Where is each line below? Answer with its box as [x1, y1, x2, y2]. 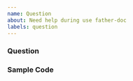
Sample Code [7, 65, 54, 75]
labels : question [7, 23, 58, 30]
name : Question [7, 10, 52, 17]
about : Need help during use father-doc [7, 17, 127, 24]
